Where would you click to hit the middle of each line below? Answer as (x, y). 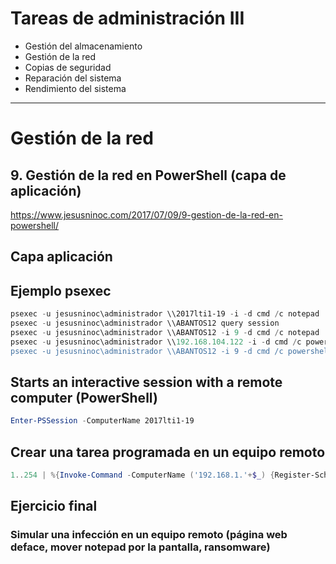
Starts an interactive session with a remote (146, 382)
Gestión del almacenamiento (83, 46)
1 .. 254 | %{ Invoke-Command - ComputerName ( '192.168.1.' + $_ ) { (142, 475)
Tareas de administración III (127, 18)
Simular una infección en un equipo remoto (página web (149, 535)
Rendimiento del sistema (75, 88)
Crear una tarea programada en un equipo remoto (168, 452)
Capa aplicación (61, 257)
